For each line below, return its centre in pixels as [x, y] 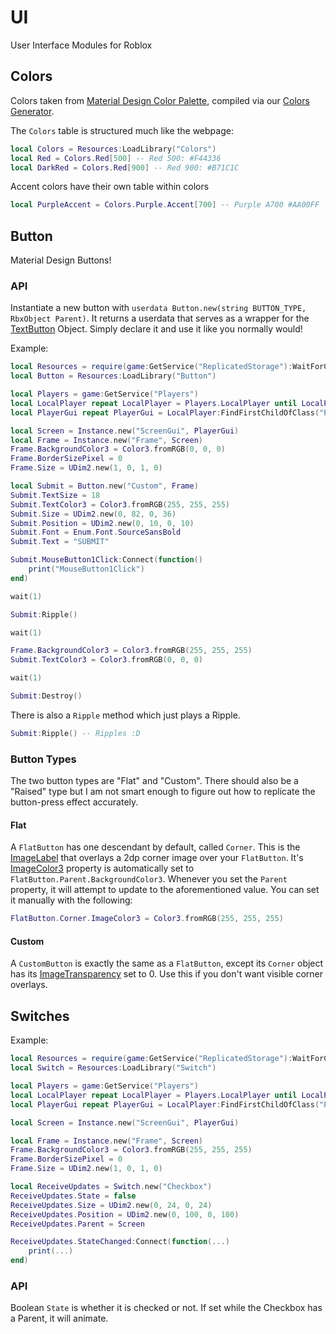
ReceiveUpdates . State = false [73, 1196]
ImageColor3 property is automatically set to [102, 868]
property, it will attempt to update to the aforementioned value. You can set [165, 890]
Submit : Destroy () [46, 696]
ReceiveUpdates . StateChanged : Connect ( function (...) [120, 1242]
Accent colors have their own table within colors [110, 187]
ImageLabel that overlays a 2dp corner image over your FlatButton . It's [157, 858]
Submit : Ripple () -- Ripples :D [75, 733]
